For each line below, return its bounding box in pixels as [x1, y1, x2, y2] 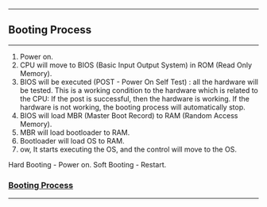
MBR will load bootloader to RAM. [19, 128, 130, 137]
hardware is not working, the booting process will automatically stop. [19, 102, 246, 112]
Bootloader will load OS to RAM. [19, 136, 125, 145]
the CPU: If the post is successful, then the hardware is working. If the [19, 94, 250, 103]
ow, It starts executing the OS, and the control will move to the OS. [19, 144, 237, 154]
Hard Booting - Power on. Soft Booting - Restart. [8, 159, 167, 169]
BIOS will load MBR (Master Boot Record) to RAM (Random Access [19, 110, 238, 120]
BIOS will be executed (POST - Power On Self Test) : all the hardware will [19, 77, 258, 86]
